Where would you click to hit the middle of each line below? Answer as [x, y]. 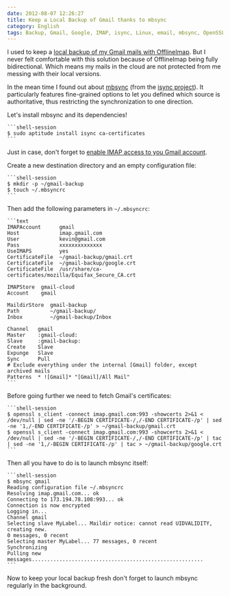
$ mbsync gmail [29, 482]
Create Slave [30, 347]
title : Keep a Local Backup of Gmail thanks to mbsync [87, 20]
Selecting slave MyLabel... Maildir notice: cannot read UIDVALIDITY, [110, 524]
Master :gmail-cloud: [42, 335]
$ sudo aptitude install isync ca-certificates [76, 134]
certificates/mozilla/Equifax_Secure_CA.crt [72, 275]
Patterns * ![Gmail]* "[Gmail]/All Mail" [68, 377]
